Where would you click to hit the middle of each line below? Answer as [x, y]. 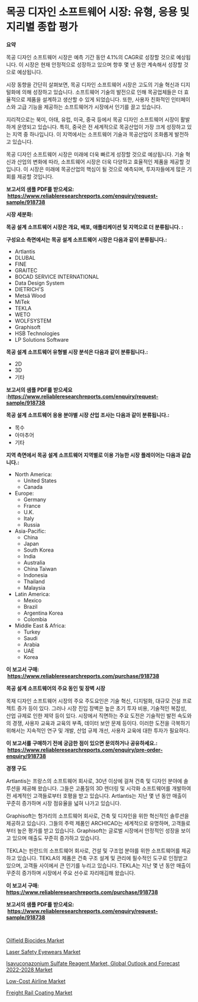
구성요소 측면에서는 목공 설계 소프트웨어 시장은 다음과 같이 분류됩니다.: [87, 239]
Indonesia [35, 575]
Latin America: [32, 594]
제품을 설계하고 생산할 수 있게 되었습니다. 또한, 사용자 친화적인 [98, 99]
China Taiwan [40, 569]
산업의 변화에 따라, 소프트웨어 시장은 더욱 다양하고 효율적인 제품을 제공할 [100, 161]
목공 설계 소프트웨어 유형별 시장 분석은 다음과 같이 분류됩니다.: [77, 352]
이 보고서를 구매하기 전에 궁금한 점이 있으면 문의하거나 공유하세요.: [82, 743]
